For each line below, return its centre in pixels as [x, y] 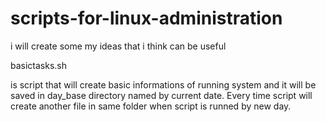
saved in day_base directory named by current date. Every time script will [161, 95]
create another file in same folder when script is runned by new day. [151, 106]
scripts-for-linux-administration [146, 18]
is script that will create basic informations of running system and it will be [163, 84]
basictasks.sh [39, 65]
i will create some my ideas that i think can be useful [118, 46]
